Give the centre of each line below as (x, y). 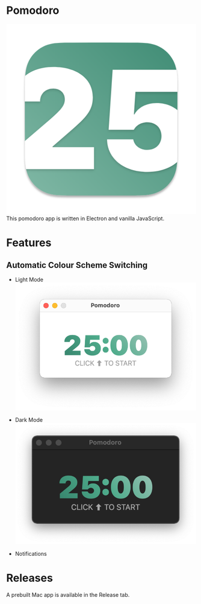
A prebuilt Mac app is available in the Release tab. (68, 594)
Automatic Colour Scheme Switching (77, 265)
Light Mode (29, 279)
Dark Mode (29, 419)
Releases (29, 578)
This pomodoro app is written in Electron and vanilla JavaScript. (85, 218)
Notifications (31, 553)
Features (29, 243)
